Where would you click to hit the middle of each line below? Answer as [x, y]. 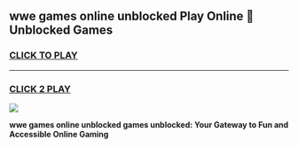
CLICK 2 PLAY [40, 89]
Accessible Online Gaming [59, 134]
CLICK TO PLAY [43, 56]
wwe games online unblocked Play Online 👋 [132, 16]
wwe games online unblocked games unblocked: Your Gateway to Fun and [149, 124]
